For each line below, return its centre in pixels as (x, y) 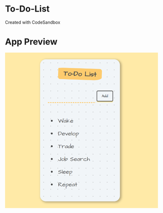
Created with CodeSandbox (33, 22)
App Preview (31, 42)
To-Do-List (27, 9)
